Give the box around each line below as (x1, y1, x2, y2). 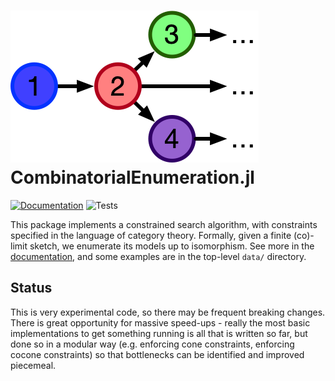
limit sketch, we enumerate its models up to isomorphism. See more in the (10, 240, 315, 252)
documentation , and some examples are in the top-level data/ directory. (10, 250, 307, 262)
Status (10, 280, 53, 297)
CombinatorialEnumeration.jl (10, 166, 255, 189)
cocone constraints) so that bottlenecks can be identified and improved (10, 348, 305, 360)
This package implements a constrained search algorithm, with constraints (10, 218, 318, 230)
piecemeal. (10, 359, 57, 371)
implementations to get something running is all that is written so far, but (10, 327, 308, 339)
